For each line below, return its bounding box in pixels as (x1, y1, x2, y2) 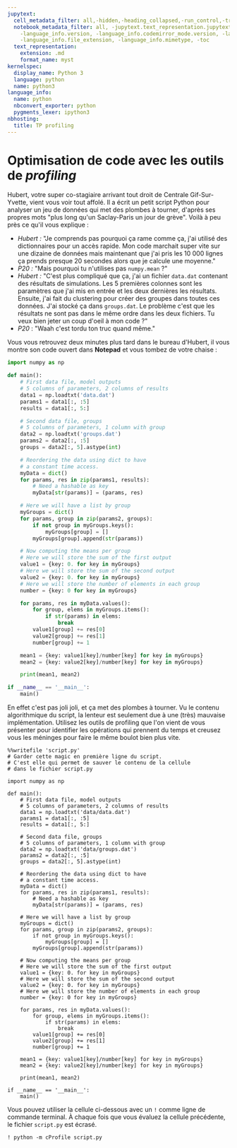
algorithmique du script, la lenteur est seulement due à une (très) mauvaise (7, 711, 226, 719)
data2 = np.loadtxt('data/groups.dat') (20, 846, 138, 853)
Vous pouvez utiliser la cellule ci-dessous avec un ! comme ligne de (7, 1106, 206, 1114)
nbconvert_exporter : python (13, 102, 97, 109)
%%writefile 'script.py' (7, 747, 80, 754)
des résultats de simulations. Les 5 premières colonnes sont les (17, 280, 202, 288)
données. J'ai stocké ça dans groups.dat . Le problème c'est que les (17, 301, 215, 311)
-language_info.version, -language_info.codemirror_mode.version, (20, 30, 219, 37)
